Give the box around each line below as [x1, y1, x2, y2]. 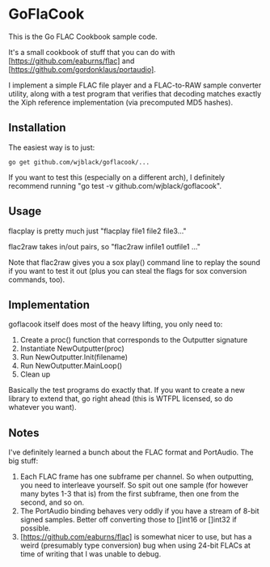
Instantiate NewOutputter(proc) [19, 343, 125, 353]
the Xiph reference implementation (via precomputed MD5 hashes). [8, 97, 234, 107]
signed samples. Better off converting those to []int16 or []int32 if [19, 515, 237, 525]
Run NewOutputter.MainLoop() [19, 361, 123, 371]
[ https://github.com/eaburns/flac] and [8, 56, 135, 66]
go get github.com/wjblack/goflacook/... [8, 158, 150, 166]
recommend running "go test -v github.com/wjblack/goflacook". [8, 181, 222, 190]
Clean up [19, 369, 51, 379]
